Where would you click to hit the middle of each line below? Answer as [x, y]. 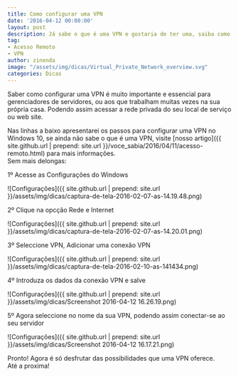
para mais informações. [81, 153]
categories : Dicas [34, 73]
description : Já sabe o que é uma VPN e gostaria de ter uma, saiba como [119, 34]
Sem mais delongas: [37, 160]
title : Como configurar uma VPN [55, 14]
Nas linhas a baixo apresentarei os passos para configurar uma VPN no [112, 130]
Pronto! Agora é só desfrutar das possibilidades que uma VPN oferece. [111, 358]
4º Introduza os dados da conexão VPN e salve [76, 280]
